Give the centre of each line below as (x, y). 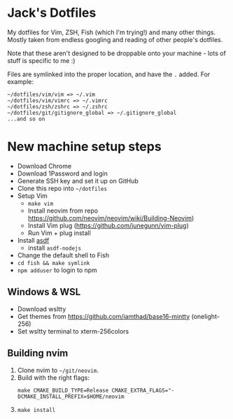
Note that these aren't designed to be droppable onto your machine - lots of (116, 53)
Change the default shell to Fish (63, 255)
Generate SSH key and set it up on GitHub (78, 180)
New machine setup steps (85, 147)
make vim (41, 204)
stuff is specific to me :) (41, 60)
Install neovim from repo (63, 211)
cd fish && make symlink (54, 263)
